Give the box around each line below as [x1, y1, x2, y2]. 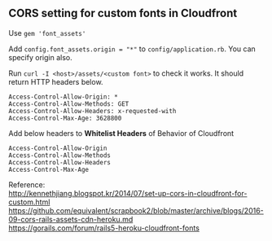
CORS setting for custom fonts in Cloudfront [8, 7, 238, 20]
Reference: [8, 179, 46, 190]
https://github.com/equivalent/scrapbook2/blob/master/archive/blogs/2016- [8, 205, 265, 215]
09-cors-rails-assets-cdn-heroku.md [8, 214, 134, 224]
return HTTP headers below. [8, 77, 103, 86]
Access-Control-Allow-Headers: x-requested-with [8, 107, 177, 115]
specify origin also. [8, 52, 72, 62]
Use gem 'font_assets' [8, 28, 86, 37]
